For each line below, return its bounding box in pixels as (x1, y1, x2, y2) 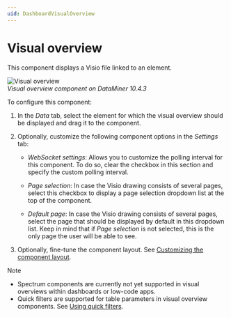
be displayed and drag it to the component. (17, 118, 141, 127)
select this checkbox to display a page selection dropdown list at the (27, 189, 225, 197)
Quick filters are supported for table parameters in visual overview (17, 294, 207, 303)
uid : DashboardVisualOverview (7, 10, 95, 17)
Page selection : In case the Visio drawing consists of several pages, (27, 181, 223, 190)
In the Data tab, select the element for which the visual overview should (17, 111, 224, 119)
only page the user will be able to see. (27, 231, 137, 240)
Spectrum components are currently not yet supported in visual (17, 279, 200, 288)
